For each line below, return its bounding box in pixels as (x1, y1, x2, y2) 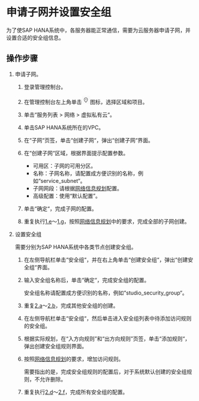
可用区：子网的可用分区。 (32, 162, 97, 169)
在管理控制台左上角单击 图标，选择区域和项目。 (23, 98, 148, 105)
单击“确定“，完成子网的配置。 (23, 205, 97, 212)
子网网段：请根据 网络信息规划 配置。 (32, 185, 123, 192)
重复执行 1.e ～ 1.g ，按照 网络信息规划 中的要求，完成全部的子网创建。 (23, 218, 190, 225)
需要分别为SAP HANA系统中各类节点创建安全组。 (14, 243, 137, 250)
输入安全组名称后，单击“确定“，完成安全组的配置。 (23, 276, 150, 283)
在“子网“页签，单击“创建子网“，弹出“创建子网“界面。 (23, 136, 154, 144)
